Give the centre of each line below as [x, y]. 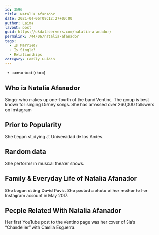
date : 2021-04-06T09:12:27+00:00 [39, 18]
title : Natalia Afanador [30, 14]
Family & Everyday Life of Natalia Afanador [71, 179]
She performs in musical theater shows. [45, 163]
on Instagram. [19, 110]
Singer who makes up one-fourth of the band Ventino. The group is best [77, 100]
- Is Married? [24, 45]
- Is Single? [23, 50]
